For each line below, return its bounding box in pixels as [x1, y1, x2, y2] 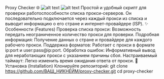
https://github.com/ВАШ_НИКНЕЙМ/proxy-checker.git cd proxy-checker [5, 68, 154, 74]
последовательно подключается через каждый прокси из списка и [5, 15, 147, 21]
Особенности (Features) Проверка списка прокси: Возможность [5, 26, 141, 32]
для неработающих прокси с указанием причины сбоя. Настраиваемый [5, 52, 158, 58]
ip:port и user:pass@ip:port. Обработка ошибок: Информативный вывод [5, 47, 156, 53]
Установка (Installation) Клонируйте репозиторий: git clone [5, 63, 128, 69]
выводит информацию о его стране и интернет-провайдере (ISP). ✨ [5, 21, 149, 27]
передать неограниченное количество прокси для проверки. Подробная [5, 32, 159, 37]
